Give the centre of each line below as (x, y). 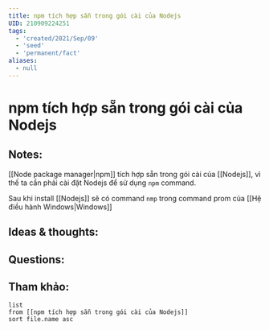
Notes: (25, 155)
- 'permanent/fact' (48, 53)
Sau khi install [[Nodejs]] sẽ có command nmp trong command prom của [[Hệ (135, 198)
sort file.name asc (41, 320)
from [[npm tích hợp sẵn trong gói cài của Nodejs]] (98, 312)
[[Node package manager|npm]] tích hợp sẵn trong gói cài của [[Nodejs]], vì (134, 174)
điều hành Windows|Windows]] (60, 207)
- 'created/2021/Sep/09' (57, 38)
